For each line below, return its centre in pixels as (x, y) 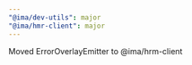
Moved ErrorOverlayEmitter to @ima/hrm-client (96, 51)
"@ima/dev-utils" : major (55, 17)
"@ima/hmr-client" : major (57, 26)
